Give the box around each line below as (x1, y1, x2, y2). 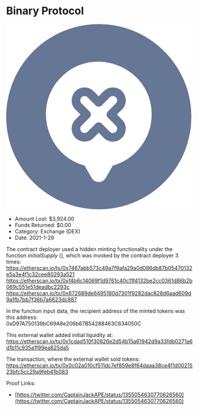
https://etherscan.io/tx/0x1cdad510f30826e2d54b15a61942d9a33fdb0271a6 (6, 338, 193, 345)
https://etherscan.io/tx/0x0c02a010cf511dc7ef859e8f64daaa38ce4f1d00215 (6, 361, 193, 369)
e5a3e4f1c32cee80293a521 (6, 271, 75, 278)
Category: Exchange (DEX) (14, 228, 81, 235)
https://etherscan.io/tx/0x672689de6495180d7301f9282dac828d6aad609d (6, 289, 191, 297)
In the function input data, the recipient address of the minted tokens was (6, 307, 185, 315)
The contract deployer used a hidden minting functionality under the (6, 245, 173, 252)
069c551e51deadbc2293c (6, 283, 70, 290)
